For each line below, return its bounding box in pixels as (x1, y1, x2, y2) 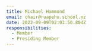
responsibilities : (6, 25, 52, 31)
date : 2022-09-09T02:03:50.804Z (6, 19, 86, 25)
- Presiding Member (11, 36, 60, 42)
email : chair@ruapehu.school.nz (6, 14, 86, 20)
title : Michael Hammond (6, 8, 65, 15)
